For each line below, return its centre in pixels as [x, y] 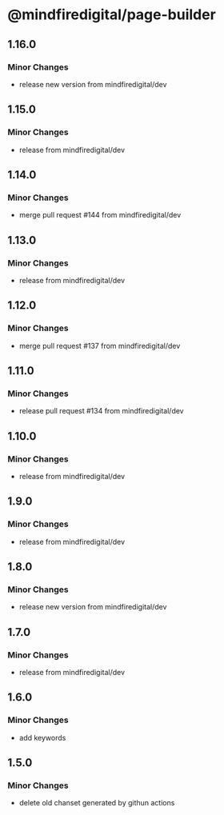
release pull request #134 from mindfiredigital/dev [102, 411]
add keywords [42, 737]
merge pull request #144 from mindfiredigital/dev [100, 215]
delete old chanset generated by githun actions [97, 803]
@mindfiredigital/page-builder [112, 15]
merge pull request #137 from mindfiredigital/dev [100, 346]
